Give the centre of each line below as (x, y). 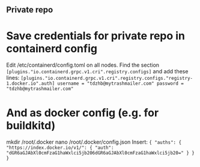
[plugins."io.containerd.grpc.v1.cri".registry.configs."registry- (107, 78)
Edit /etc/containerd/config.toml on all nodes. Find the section (83, 65)
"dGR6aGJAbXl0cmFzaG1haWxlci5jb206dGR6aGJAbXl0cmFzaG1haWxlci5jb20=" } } (101, 153)
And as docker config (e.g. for (83, 113)
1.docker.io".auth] (31, 83)
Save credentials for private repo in (95, 36)
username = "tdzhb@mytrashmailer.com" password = (121, 83)
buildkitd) (31, 125)
